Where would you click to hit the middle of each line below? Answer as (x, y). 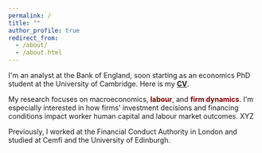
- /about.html (39, 53)
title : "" (25, 23)
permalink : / (30, 16)
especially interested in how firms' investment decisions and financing (123, 108)
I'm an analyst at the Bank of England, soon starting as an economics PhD (129, 75)
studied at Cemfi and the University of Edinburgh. (90, 140)
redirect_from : (33, 38)
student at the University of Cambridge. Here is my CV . (99, 84)
